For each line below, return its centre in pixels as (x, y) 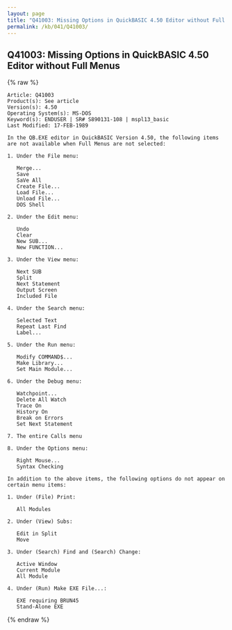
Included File (37, 297)
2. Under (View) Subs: (40, 522)
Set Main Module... (44, 370)
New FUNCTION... (40, 248)
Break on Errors (40, 418)
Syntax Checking (40, 467)
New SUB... (32, 242)
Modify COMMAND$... (44, 357)
